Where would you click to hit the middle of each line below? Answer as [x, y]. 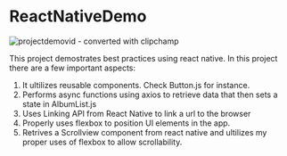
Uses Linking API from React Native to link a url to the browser [136, 113]
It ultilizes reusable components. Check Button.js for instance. [136, 85]
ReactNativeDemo [78, 16]
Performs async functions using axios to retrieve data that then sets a [150, 94]
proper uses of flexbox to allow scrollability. [102, 142]
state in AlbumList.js [59, 103]
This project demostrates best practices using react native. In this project [143, 58]
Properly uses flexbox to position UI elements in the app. [126, 123]
